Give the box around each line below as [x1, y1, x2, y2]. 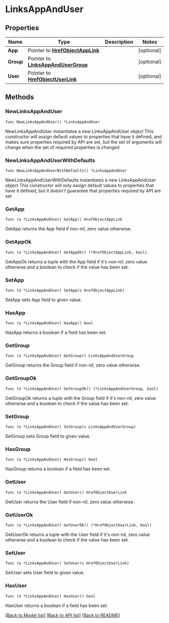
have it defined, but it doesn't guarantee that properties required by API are [5, 188, 161, 194]
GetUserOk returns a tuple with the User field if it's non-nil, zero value [5, 531, 150, 538]
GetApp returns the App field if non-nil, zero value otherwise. [5, 226, 132, 232]
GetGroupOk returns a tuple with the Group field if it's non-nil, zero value [5, 395, 156, 401]
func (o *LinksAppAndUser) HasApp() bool [5, 321, 94, 326]
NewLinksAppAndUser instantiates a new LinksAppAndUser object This [5, 128, 154, 134]
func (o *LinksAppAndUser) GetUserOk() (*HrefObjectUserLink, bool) [5, 522, 152, 527]
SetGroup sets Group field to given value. [5, 433, 91, 439]
